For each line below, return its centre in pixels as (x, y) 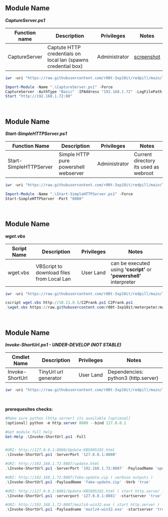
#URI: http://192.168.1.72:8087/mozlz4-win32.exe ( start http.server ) (82, 505)
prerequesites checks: (29, 409)
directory (144, 161)
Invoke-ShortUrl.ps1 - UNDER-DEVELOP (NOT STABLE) (63, 345)
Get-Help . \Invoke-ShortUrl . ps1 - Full (45, 437)
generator (50, 378)
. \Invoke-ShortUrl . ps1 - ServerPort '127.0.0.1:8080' (61, 455)
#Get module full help (29, 432)
